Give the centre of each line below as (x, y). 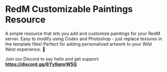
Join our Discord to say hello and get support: (52, 59)
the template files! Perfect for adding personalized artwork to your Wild (78, 44)
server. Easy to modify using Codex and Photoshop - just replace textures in (84, 39)
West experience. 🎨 (25, 49)
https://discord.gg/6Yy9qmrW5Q (41, 64)
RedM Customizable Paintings (69, 9)
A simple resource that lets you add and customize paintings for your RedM (83, 33)
